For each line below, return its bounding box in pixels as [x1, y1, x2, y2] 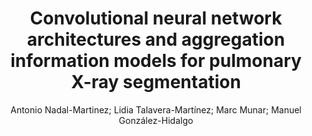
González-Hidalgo [118, 114, 194, 126]
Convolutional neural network [29, 7, 283, 30]
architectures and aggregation [26, 28, 286, 51]
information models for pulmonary [10, 50, 302, 72]
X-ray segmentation [71, 71, 241, 94]
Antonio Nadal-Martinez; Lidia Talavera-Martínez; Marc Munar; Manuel [10, 103, 302, 116]
